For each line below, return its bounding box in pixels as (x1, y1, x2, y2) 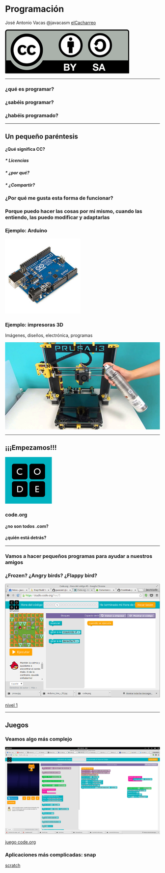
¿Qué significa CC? (5, 146, 45, 152)
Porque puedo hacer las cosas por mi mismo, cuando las (5, 208, 142, 215)
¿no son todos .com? (5, 523, 49, 529)
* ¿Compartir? (5, 182, 35, 188)
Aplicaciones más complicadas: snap (5, 851, 96, 858)
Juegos (5, 721, 28, 729)
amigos (5, 559, 24, 566)
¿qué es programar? (5, 85, 55, 92)
